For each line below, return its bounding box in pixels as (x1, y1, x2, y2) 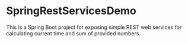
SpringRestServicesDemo (6, 4, 136, 18)
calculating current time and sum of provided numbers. (6, 29, 141, 37)
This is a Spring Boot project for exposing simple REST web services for (6, 24, 182, 31)
